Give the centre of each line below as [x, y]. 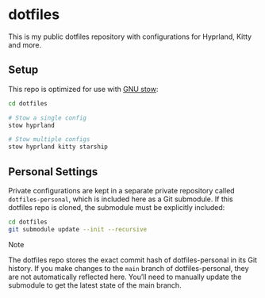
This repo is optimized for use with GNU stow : [83, 89]
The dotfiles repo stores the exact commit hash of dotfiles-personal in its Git [133, 260]
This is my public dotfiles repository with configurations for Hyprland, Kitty [130, 36]
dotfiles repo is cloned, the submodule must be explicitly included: [117, 207]
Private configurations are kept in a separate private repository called [122, 190]
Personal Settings [53, 172]
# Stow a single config [48, 118]
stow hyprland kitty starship [58, 147]
